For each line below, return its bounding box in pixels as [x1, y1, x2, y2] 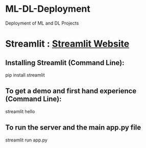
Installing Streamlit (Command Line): [5, 58, 125, 67]
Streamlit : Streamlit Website [5, 38, 130, 50]
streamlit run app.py [5, 137, 47, 143]
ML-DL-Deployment [5, 3, 91, 15]
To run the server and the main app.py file [5, 123, 141, 132]
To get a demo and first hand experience [5, 87, 137, 95]
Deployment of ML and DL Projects [5, 20, 79, 26]
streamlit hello [5, 108, 35, 114]
